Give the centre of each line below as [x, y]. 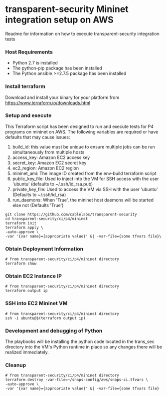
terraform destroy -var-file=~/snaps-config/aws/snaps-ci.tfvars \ [77, 380]
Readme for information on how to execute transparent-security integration [82, 33]
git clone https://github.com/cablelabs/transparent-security [71, 214]
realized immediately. [27, 352]
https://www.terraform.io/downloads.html [48, 102]
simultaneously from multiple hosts [48, 152]
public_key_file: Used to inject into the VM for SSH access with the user [86, 178]
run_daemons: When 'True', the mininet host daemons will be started [83, 200]
